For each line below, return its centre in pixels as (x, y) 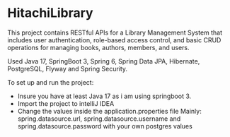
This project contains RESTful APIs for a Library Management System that (115, 32)
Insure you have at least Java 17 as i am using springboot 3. (104, 96)
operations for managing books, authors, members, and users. (98, 47)
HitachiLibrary (50, 13)
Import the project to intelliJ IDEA (66, 103)
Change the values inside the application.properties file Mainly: (109, 111)
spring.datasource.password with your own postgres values (105, 126)
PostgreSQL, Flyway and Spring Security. (68, 68)
